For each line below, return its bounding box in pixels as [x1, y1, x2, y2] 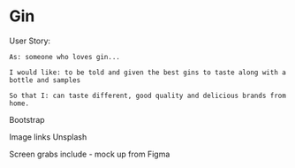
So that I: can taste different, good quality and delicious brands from [9, 91, 287, 100]
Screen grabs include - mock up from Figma [9, 149, 170, 159]
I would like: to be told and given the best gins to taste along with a [9, 68, 287, 77]
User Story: [9, 35, 51, 46]
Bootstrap [9, 114, 46, 125]
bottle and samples [9, 75, 81, 85]
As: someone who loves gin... [9, 52, 121, 61]
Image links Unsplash [9, 131, 87, 142]
